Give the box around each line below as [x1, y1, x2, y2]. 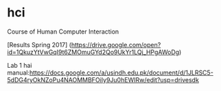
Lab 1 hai [7, 61, 32, 69]
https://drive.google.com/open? [71, 40, 161, 49]
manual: [7, 68, 30, 77]
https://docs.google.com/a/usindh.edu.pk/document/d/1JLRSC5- [29, 68, 214, 77]
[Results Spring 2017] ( [7, 40, 72, 49]
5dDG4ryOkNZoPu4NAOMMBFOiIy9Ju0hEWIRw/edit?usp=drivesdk [7, 75, 199, 83]
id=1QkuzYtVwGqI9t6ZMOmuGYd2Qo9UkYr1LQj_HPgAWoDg [7, 48, 180, 56]
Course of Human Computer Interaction [7, 27, 119, 36]
